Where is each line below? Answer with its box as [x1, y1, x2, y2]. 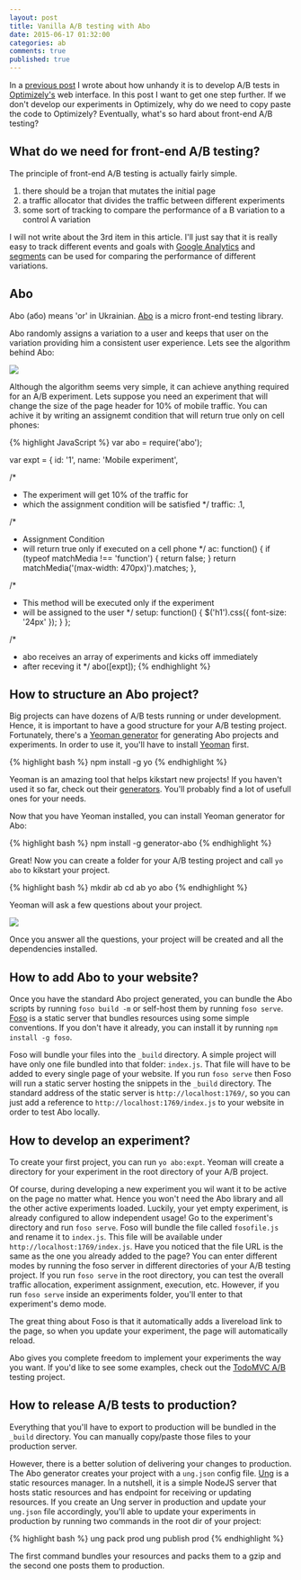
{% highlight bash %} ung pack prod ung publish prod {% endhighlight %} [9, 1532, 285, 1544]
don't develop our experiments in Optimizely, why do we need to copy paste [9, 99, 292, 109]
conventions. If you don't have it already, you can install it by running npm [9, 1023, 279, 1034]
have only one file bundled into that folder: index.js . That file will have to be [9, 1059, 291, 1070]
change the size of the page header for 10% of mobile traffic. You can [9, 400, 268, 411]
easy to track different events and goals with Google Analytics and [9, 240, 256, 252]
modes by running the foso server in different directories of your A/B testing [9, 1260, 291, 1271]
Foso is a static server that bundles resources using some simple [9, 1013, 250, 1024]
